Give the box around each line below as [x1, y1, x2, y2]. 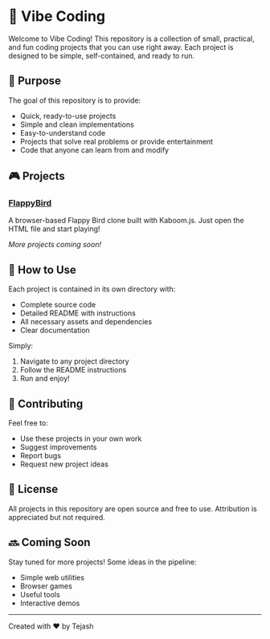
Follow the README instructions [19, 365, 127, 375]
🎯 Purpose [8, 74, 62, 88]
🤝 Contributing [8, 397, 84, 410]
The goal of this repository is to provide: [8, 96, 141, 105]
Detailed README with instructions [19, 308, 137, 318]
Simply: [8, 341, 34, 351]
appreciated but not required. [8, 512, 106, 522]
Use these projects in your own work [19, 433, 142, 444]
